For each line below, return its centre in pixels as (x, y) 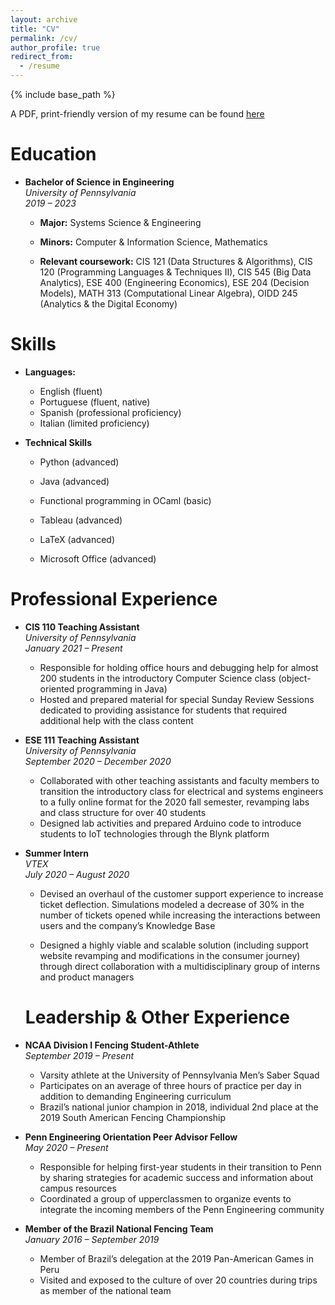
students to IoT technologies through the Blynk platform (154, 833)
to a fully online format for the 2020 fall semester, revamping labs (174, 802)
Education (53, 154)
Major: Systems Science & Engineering (120, 222)
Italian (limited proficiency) (94, 423)
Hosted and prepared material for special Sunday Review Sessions (177, 699)
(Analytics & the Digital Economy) (108, 303)
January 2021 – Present (73, 648)
